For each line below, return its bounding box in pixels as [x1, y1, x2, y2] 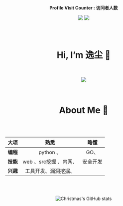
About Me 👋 [59, 105, 109, 116]
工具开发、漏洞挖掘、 [24, 167, 75, 174]
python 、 [38, 149, 62, 156]
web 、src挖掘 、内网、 [22, 158, 78, 165]
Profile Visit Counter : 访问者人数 [49, 5, 118, 10]
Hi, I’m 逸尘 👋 [56, 49, 111, 61]
